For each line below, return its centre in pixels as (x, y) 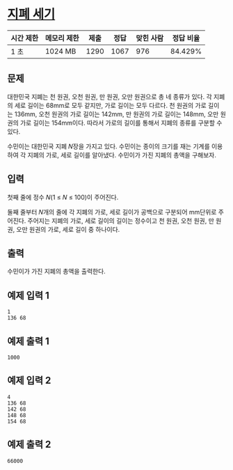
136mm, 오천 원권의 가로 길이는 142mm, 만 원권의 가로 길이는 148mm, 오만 (116, 114)
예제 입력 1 (29, 296)
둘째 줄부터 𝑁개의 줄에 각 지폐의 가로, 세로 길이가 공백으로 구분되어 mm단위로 (112, 212)
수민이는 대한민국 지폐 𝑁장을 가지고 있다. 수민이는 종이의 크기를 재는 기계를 (109, 146)
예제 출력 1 (29, 341)
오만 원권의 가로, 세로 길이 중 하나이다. (68, 229)
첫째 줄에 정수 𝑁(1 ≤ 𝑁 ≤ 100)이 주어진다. (63, 197)
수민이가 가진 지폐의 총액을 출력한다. (56, 272)
